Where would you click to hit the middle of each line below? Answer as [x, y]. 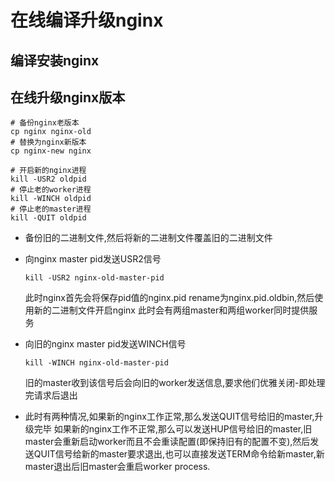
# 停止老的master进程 [51, 209]
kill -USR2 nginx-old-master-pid [94, 278]
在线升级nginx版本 [68, 97]
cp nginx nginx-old [51, 132]
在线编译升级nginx [87, 20]
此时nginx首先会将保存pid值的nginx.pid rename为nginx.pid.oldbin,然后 [169, 298]
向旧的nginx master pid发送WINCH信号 [105, 344]
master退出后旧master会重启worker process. [117, 467]
